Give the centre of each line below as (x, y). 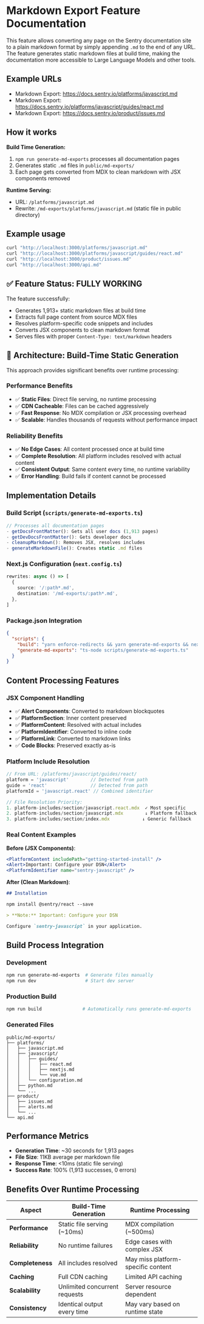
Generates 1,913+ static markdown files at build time (80, 310)
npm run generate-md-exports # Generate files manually (80, 975)
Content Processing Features (63, 680)
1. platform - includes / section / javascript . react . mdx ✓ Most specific (96, 808)
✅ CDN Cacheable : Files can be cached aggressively (82, 406)
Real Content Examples (41, 835)
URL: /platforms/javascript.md (54, 202)
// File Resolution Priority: (45, 802)
